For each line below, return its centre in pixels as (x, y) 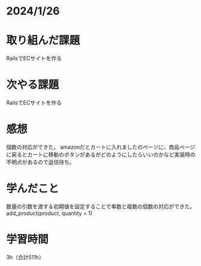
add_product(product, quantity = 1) (49, 213)
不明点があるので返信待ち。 (40, 162)
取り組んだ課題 (43, 41)
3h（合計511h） (25, 257)
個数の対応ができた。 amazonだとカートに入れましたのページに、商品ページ (101, 147)
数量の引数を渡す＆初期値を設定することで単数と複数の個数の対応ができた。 (101, 206)
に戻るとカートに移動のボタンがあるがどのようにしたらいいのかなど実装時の (101, 154)
